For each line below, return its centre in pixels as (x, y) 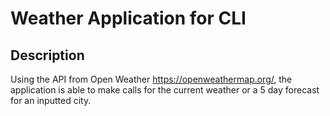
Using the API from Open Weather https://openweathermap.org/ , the (151, 79)
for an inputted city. (51, 100)
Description (47, 55)
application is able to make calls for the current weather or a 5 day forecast (165, 90)
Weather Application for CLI (128, 18)
